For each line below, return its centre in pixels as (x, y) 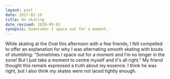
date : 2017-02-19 (24, 15)
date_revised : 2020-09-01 (33, 24)
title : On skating (25, 19)
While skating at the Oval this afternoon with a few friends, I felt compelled (84, 44)
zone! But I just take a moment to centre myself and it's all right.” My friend (84, 60)
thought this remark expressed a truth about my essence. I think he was (81, 66)
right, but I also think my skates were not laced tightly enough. (71, 71)
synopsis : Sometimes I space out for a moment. (57, 29)
